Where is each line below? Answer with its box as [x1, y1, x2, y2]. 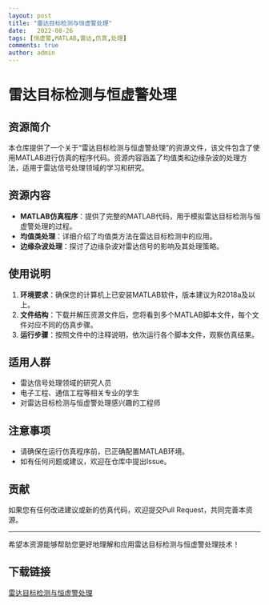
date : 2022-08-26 [8, 26, 74, 34]
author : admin [8, 49, 56, 57]
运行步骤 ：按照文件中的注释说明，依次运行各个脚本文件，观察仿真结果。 [19, 330, 259, 339]
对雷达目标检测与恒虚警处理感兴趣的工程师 [19, 398, 161, 408]
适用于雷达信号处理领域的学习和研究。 [22, 163, 149, 172]
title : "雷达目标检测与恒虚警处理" [8, 19, 113, 27]
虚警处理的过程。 [19, 221, 77, 230]
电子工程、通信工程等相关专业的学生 [19, 388, 140, 398]
